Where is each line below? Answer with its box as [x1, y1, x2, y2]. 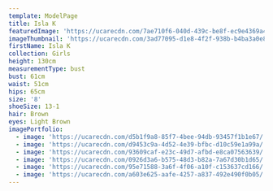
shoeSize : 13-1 [8, 102, 60, 111]
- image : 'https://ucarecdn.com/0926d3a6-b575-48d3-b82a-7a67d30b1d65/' [15, 155, 267, 163]
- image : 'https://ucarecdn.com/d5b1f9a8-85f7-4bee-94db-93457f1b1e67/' [15, 132, 267, 141]
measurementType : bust [8, 65, 85, 73]
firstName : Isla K [8, 42, 71, 50]
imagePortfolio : [8, 125, 63, 133]
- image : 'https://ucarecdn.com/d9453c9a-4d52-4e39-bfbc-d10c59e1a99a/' [15, 140, 267, 149]
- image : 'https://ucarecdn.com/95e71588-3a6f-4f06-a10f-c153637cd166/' [15, 163, 267, 171]
